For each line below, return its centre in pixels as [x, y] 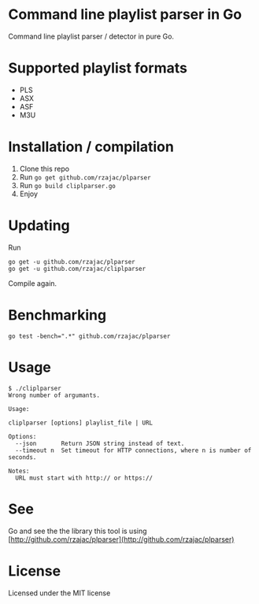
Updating [39, 225]
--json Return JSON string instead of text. [100, 443]
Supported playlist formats [98, 68]
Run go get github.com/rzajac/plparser [85, 177]
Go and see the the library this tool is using [78, 531]
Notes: [19, 471]
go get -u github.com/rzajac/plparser [72, 261]
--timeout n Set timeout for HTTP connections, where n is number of [133, 450]
